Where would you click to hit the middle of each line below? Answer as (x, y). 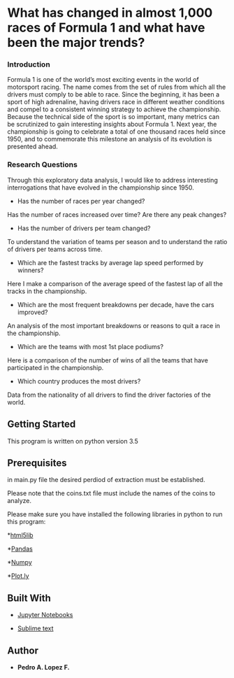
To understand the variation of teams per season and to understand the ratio (117, 241)
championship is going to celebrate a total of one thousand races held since (116, 132)
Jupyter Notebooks (45, 615)
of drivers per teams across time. (55, 249)
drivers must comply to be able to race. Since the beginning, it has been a (114, 94)
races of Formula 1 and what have (106, 28)
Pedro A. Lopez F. (43, 668)
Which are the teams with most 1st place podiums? (90, 346)
